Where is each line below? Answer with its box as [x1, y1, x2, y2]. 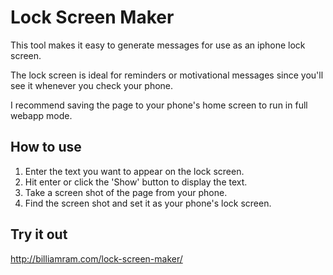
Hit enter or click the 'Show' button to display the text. [24, 176, 248, 188]
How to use [10, 139, 82, 156]
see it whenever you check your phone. [10, 79, 174, 91]
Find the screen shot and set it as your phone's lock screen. [24, 197, 272, 209]
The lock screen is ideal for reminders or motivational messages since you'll [10, 69, 324, 81]
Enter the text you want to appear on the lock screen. [24, 165, 245, 177]
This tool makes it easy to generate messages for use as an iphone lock [10, 39, 306, 51]
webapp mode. [10, 109, 73, 121]
